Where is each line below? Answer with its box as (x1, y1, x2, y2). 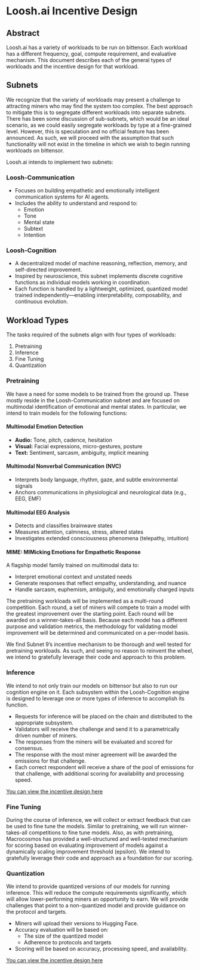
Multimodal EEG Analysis (6, 509, 70, 516)
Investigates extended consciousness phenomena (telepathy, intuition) (14, 535, 189, 542)
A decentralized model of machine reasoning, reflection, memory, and (14, 260, 187, 267)
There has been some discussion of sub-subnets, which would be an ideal (6, 115, 189, 122)
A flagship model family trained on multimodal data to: (6, 562, 139, 569)
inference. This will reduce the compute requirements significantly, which (6, 889, 187, 896)
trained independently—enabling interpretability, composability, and (14, 292, 182, 299)
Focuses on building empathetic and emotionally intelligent (14, 187, 160, 194)
